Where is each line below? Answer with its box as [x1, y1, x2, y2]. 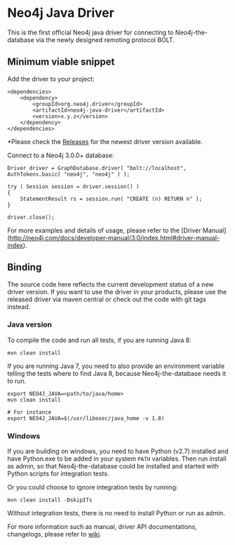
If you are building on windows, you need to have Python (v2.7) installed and [7, 447, 229, 456]
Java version [7, 320, 53, 329]
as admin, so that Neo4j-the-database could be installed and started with [7, 462, 220, 471]
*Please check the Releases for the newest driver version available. [7, 137, 203, 145]
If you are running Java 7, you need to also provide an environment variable [7, 362, 225, 370]
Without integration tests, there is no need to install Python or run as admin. [7, 509, 226, 518]
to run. [7, 376, 27, 385]
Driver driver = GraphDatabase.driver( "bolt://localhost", [7, 164, 187, 171]
